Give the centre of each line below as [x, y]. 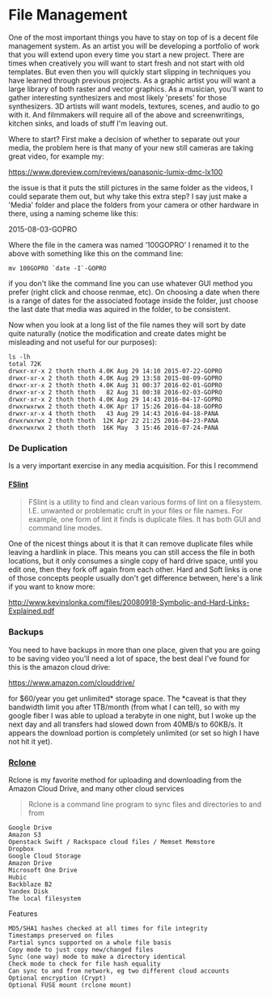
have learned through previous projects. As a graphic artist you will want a [132, 80]
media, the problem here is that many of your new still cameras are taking [131, 147]
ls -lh [19, 357]
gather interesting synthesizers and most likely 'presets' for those [118, 97]
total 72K [25, 364]
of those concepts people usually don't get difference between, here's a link [135, 578]
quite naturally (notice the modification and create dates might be [117, 333]
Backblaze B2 [30, 884]
